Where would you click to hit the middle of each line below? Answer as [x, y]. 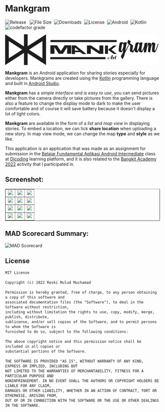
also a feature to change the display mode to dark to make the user [73, 103]
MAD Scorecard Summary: [47, 234]
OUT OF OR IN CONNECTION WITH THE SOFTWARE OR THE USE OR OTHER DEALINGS [82, 401]
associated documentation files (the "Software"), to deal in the [74, 302]
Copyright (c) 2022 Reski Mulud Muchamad [48, 283]
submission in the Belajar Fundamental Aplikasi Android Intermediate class [80, 153]
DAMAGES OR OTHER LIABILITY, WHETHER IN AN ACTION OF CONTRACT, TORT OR [81, 391]
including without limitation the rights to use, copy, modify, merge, [80, 312]
